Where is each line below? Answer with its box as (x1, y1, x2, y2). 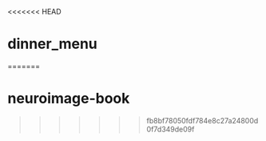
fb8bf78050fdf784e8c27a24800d (146, 115, 259, 125)
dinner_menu (7, 35, 97, 53)
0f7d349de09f (146, 124, 195, 134)
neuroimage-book (7, 90, 130, 107)
